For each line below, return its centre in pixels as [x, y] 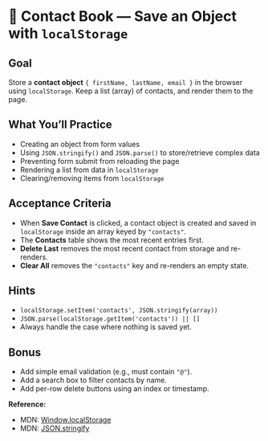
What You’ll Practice [60, 125]
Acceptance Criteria [60, 204]
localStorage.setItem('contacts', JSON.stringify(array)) [119, 311]
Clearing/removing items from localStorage [92, 178]
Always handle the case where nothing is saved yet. [106, 327]
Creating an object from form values [80, 144]
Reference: [27, 404]
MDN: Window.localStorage [65, 420]
